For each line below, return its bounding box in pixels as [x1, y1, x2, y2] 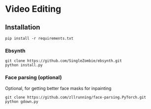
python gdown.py [5, 99, 38, 104]
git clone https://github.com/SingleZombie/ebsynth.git [5, 58, 122, 63]
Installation [5, 23, 40, 31]
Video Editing [5, 3, 61, 15]
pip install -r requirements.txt [5, 36, 74, 41]
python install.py [5, 63, 43, 68]
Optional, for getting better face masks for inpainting [5, 85, 112, 91]
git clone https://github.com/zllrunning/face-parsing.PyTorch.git [5, 95, 147, 100]
